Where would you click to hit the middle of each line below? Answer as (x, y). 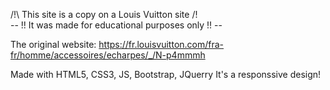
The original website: (53, 44)
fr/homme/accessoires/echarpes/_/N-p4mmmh (108, 55)
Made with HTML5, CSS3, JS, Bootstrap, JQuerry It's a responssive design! (166, 74)
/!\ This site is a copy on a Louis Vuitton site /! (104, 14)
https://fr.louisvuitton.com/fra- (161, 44)
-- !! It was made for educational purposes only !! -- (116, 25)
